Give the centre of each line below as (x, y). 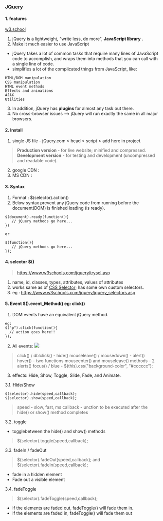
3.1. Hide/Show (20, 385)
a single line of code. (33, 64)
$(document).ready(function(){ (37, 217)
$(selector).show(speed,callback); (41, 398)
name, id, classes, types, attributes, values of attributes (68, 282)
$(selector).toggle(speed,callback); (53, 440)
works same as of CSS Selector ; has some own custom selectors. (78, 287)
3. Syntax (15, 186)
